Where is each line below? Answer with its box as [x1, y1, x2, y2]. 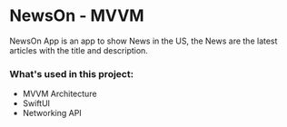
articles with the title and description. [9, 44, 148, 55]
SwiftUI [22, 98, 51, 109]
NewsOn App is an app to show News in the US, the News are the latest [9, 35, 278, 46]
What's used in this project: [9, 67, 134, 80]
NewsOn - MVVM [9, 5, 144, 26]
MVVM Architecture [22, 88, 97, 100]
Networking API [22, 108, 82, 119]
